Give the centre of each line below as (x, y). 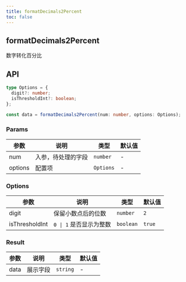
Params (17, 129)
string (65, 269)
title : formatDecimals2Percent (44, 11)
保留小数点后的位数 (80, 214)
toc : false (19, 17)
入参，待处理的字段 (62, 157)
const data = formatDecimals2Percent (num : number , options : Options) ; (94, 115)
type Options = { (27, 88)
